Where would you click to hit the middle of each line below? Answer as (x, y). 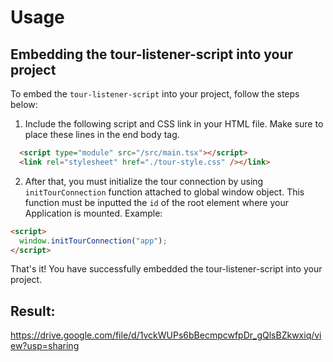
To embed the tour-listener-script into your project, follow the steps (155, 94)
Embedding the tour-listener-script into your (152, 54)
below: (24, 104)
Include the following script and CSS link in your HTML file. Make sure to (174, 124)
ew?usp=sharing (45, 346)
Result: (33, 311)
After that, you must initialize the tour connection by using (144, 181)
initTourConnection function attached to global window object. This (164, 192)
